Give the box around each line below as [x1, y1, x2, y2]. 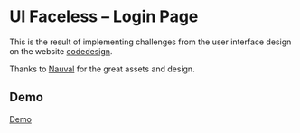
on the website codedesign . [9, 45, 113, 56]
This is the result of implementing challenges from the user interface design [9, 36, 292, 47]
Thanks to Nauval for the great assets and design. [9, 63, 196, 74]
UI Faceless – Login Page [9, 6, 199, 27]
